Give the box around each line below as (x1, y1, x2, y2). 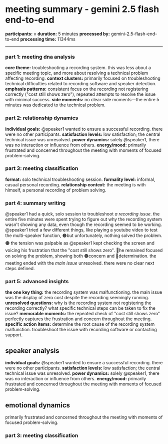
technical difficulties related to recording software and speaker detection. (5, 81, 156, 87)
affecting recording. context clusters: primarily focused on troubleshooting (5, 75, 161, 81)
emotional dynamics (5, 401, 70, 409)
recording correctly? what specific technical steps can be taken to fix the (5, 305, 156, 311)
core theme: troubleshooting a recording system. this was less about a (5, 65, 151, 71)
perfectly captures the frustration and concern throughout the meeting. (5, 316, 152, 322)
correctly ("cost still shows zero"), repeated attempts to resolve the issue (5, 91, 156, 97)
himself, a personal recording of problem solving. (5, 187, 106, 193)
